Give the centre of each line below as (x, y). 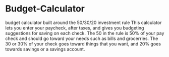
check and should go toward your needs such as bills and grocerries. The (82, 38)
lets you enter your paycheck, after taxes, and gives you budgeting (75, 27)
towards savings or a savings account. (45, 49)
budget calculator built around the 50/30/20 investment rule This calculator (83, 22)
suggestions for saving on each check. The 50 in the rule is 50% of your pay (85, 33)
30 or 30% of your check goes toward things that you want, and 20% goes (83, 43)
